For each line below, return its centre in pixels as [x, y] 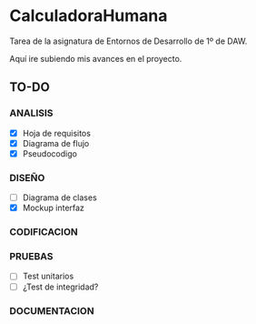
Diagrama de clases [59, 197]
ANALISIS [31, 113]
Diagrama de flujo [56, 143]
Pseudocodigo [49, 153]
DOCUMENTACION [52, 310]
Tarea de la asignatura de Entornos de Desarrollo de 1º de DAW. [128, 41]
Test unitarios [48, 276]
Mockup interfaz [53, 208]
